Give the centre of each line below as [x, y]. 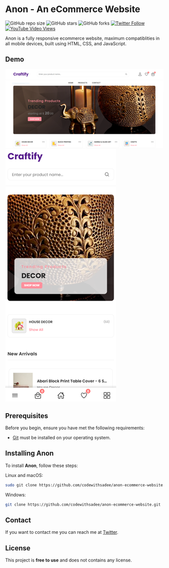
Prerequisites [27, 416]
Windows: [16, 495]
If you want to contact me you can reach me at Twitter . [62, 532]
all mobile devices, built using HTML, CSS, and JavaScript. [66, 43]
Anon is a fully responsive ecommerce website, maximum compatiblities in [82, 38]
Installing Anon [29, 453]
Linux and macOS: [24, 475]
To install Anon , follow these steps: [42, 465]
